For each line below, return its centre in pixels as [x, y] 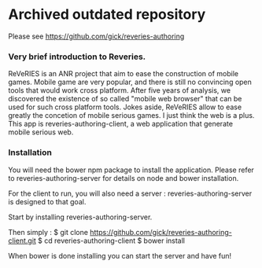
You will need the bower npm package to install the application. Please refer [131, 170]
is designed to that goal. [47, 201]
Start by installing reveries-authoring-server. [80, 217]
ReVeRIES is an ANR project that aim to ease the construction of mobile [124, 74]
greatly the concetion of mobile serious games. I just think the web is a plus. [131, 116]
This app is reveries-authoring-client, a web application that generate [121, 124]
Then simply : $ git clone [48, 232]
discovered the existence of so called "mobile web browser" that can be [125, 99]
